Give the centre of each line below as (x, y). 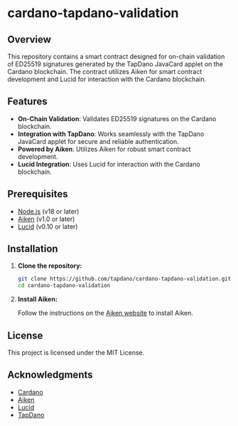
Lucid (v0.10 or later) (48, 227)
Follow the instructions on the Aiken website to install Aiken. (106, 313)
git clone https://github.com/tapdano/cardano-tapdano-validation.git (124, 279)
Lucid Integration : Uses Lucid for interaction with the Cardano (109, 164)
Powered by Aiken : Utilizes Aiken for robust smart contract (104, 149)
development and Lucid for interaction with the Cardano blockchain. (107, 79)
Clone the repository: (50, 266)
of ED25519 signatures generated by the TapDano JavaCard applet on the (115, 64)
